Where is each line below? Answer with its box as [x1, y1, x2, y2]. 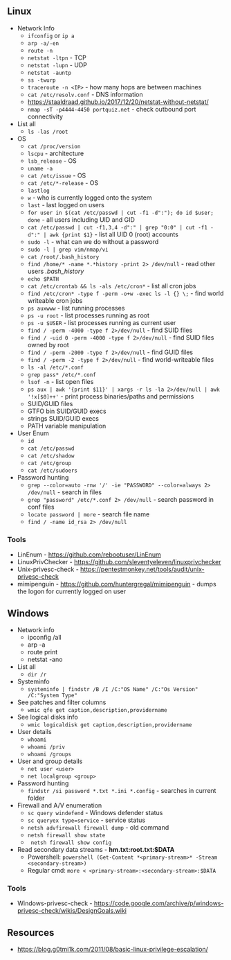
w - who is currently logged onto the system [27, 193, 152, 202]
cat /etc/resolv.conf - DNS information [27, 90, 143, 98]
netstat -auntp [27, 69, 71, 76]
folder [27, 794, 45, 802]
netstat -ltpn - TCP [27, 53, 86, 62]
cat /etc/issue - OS [27, 171, 86, 180]
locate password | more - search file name [27, 509, 150, 518]
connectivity [27, 112, 64, 121]
